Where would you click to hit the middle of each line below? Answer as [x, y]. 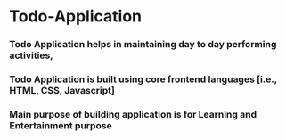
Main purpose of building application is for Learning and [133, 114]
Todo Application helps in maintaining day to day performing [143, 45]
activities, [31, 55]
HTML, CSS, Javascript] [62, 91]
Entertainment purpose [61, 125]
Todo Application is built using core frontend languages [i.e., [143, 79]
